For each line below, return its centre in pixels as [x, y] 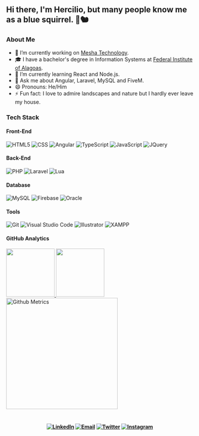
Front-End [19, 131]
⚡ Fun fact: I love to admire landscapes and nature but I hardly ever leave [104, 93]
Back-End [18, 158]
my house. [28, 102]
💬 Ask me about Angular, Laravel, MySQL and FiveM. [79, 80]
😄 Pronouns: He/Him [41, 87]
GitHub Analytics [28, 238]
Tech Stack [23, 117]
